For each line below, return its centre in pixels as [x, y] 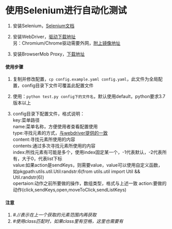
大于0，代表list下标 [42, 159]
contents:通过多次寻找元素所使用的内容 [54, 146]
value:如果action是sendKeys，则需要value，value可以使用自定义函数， [88, 165]
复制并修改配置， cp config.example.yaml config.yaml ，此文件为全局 [85, 79]
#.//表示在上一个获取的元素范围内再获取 [55, 215]
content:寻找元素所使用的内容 [44, 140]
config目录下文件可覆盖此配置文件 [58, 86]
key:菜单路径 [26, 120]
